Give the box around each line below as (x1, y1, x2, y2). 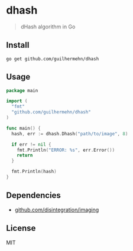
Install (6, 40, 30, 50)
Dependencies (6, 190, 61, 201)
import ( (6, 98, 28, 104)
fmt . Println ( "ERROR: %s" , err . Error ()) (17, 147, 115, 153)
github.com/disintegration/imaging (14, 206, 99, 213)
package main (6, 87, 38, 93)
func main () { (6, 125, 41, 131)
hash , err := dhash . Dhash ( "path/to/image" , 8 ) (11, 131, 128, 136)
